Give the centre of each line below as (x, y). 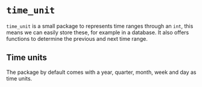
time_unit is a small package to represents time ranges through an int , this (100, 26)
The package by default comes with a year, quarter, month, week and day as (101, 72)
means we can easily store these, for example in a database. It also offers (98, 32)
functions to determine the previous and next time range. (77, 38)
